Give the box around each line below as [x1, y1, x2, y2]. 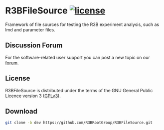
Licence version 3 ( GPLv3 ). [5, 93, 61, 99]
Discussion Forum [5, 41, 63, 50]
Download [5, 107, 37, 116]
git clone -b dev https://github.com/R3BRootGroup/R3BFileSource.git [5, 120, 153, 126]
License [5, 74, 30, 83]
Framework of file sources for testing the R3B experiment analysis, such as [5, 21, 160, 27]
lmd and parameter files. [5, 26, 56, 32]
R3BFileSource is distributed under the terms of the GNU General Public [5, 87, 153, 93]
